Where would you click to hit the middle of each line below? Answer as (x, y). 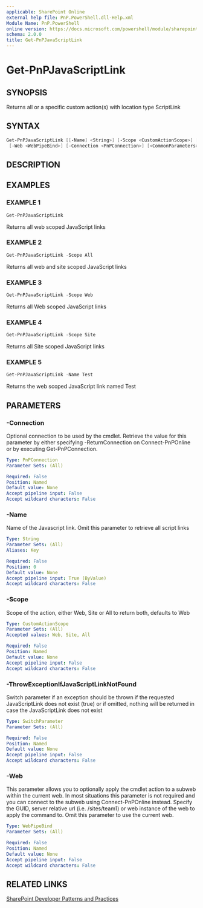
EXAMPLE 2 (24, 242)
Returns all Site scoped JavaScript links (55, 347)
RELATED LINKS (37, 884)
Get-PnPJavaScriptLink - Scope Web (50, 295)
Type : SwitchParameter (35, 721)
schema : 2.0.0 (24, 35)
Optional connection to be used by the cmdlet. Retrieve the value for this (96, 436)
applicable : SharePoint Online (46, 12)
